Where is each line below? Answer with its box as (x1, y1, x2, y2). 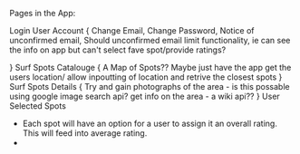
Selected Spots (9, 101, 66, 111)
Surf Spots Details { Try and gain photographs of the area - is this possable (9, 82, 290, 91)
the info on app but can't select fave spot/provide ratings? (9, 44, 227, 55)
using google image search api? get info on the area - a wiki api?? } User (9, 91, 281, 101)
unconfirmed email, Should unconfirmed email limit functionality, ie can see (9, 35, 291, 45)
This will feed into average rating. (22, 128, 148, 139)
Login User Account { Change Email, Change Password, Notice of (9, 25, 255, 35)
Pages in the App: (9, 8, 76, 18)
